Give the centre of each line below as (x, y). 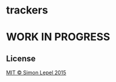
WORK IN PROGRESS (58, 37)
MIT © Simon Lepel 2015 (36, 73)
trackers (27, 10)
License (21, 58)
